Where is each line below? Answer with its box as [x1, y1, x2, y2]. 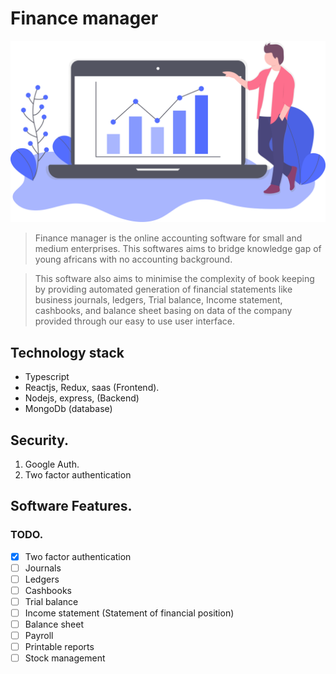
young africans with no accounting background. [34, 253, 233, 266]
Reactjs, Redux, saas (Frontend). [24, 382, 160, 394]
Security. [10, 432, 70, 449]
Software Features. [10, 498, 133, 515]
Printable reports [24, 641, 95, 653]
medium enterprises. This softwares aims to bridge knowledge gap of [34, 243, 322, 255]
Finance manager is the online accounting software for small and [34, 232, 303, 244]
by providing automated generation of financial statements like [34, 283, 293, 296]
